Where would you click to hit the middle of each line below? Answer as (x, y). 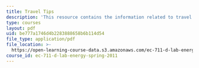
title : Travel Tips (30, 12)
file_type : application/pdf (41, 39)
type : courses (24, 22)
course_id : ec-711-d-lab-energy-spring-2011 (62, 56)
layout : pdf (21, 28)
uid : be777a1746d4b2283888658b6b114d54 (55, 34)
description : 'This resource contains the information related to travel (99, 17)
